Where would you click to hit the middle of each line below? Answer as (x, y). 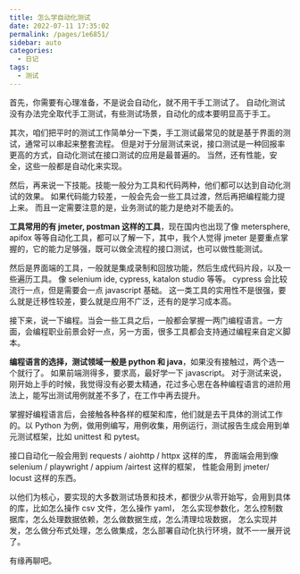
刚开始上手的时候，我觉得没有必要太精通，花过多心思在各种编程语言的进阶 (146, 384)
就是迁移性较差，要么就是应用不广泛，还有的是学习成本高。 (126, 301)
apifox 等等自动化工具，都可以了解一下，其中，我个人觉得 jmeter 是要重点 (145, 237)
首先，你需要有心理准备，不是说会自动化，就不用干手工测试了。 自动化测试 (147, 102)
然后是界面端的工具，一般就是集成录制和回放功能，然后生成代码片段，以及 (146, 267)
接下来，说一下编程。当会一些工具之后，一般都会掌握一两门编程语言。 (138, 320)
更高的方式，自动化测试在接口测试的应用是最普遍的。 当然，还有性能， (139, 155)
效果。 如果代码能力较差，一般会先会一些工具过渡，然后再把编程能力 (151, 196)
